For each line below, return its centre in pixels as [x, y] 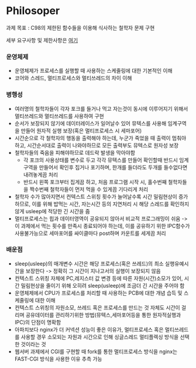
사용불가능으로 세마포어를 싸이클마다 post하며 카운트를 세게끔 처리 [90, 233]
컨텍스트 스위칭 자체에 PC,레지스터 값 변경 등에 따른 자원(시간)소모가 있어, [99, 278]
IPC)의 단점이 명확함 [38, 322]
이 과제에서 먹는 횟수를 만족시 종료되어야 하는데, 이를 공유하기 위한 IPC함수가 [102, 226]
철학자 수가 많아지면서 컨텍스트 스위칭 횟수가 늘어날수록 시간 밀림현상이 [96, 196]
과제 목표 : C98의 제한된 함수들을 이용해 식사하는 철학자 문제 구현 [80, 28]
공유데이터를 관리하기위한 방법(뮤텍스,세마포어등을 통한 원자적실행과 [103, 315]
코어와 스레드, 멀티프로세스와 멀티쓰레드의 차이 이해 [73, 78]
